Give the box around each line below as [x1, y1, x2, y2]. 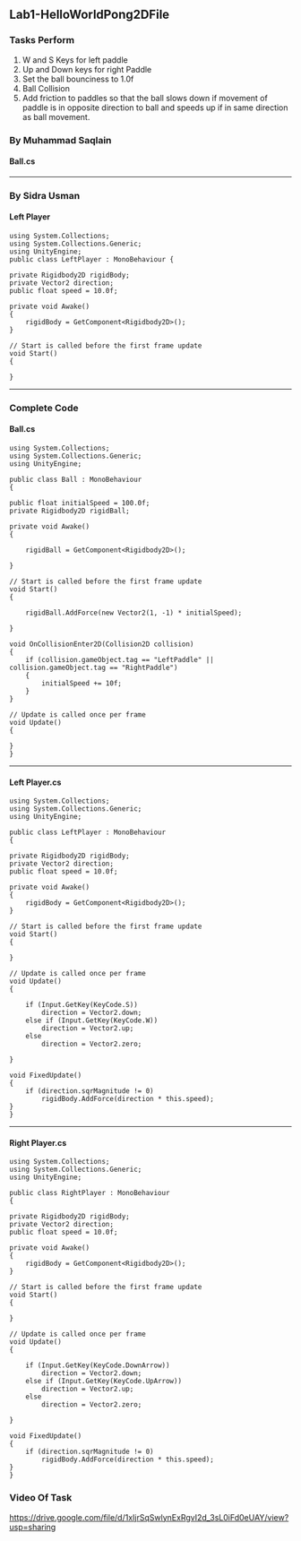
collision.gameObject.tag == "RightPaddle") [9, 663, 178, 673]
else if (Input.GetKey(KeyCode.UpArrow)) [25, 1377, 182, 1386]
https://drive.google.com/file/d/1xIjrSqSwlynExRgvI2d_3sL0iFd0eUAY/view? [9, 1511, 289, 1522]
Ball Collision [21, 82, 70, 93]
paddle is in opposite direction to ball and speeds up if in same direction [21, 102, 288, 113]
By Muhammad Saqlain [9, 133, 112, 146]
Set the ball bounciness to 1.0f [21, 73, 134, 84]
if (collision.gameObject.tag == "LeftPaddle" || [25, 656, 215, 665]
